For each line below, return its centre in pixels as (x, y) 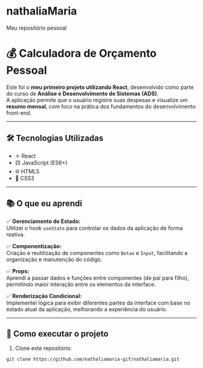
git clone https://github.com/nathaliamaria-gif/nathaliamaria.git (93, 360)
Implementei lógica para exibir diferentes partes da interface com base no (98, 303)
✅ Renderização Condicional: (44, 296)
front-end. (19, 112)
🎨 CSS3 (24, 178)
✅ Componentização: (34, 246)
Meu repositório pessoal (37, 28)
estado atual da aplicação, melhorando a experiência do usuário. (87, 309)
